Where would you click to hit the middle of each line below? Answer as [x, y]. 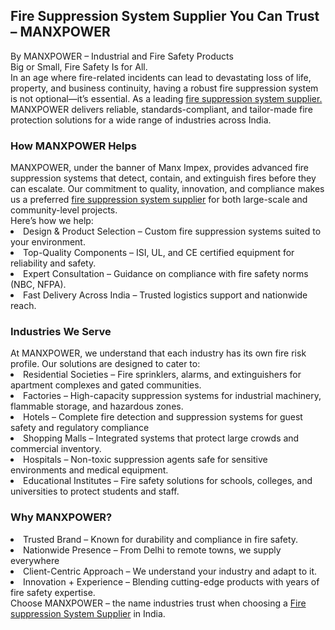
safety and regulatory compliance [80, 428]
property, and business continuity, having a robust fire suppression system [164, 88]
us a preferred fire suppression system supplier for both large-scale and [159, 200]
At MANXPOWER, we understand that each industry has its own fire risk [158, 353]
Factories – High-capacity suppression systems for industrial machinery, [172, 396]
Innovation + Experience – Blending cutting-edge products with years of [171, 581]
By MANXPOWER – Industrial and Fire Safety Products [122, 56]
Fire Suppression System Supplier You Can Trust [165, 16]
